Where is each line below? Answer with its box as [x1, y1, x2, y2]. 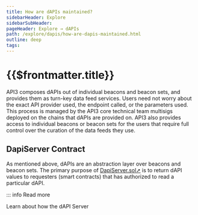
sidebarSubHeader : [6, 20, 52, 26]
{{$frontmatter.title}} [6, 69, 115, 82]
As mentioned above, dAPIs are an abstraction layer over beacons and [6, 160, 181, 167]
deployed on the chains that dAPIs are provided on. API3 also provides [6, 114, 182, 121]
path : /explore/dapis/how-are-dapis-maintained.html [6, 31, 141, 37]
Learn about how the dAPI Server [6, 202, 89, 210]
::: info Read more [6, 191, 51, 198]
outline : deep [6, 37, 42, 43]
